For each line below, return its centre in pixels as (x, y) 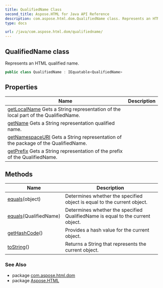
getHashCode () (25, 233)
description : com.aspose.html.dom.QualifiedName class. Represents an (78, 18)
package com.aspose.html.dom (43, 275)
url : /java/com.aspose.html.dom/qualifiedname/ (54, 32)
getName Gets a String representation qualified (61, 123)
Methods (19, 175)
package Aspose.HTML (36, 280)
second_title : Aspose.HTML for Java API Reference (57, 14)
